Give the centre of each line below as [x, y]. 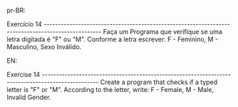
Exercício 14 [24, 24]
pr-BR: [16, 10]
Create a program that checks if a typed [159, 82]
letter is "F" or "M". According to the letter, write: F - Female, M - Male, [110, 90]
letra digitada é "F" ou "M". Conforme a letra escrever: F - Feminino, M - [113, 39]
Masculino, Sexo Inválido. [44, 47]
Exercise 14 [24, 75]
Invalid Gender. [29, 97]
